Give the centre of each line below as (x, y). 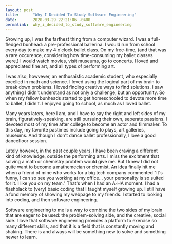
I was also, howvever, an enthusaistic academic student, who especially (81, 76)
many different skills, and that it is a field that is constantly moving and (80, 226)
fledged (14, 45)
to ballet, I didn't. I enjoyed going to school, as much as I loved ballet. (78, 104)
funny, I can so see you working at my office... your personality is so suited (85, 178)
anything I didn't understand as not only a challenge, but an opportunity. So (85, 92)
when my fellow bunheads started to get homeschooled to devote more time (86, 98)
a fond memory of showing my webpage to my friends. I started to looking (84, 194)
